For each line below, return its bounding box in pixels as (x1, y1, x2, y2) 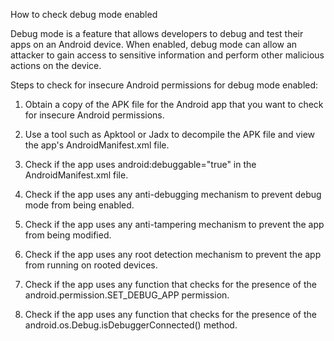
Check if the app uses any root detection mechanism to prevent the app (24, 249, 322, 260)
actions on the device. (10, 60, 102, 71)
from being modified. (24, 229, 112, 241)
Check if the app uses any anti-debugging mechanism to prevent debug (24, 189, 322, 200)
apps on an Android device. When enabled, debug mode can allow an (10, 39, 298, 50)
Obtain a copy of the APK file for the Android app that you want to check (24, 99, 324, 110)
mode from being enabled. (24, 199, 135, 211)
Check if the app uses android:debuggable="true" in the (24, 159, 257, 170)
